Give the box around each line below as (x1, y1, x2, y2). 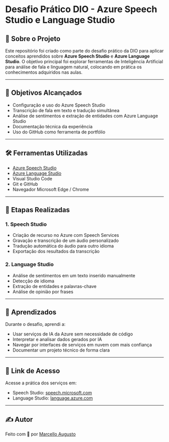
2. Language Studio (5, 261, 54, 268)
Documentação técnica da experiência (12, 123, 93, 129)
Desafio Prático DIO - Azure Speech (5, 4, 157, 15)
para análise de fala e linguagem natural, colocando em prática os (5, 64, 142, 70)
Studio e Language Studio (5, 14, 115, 26)
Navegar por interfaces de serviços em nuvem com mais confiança (12, 342, 152, 348)
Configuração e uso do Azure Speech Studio (12, 102, 106, 108)
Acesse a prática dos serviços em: (5, 380, 77, 386)
